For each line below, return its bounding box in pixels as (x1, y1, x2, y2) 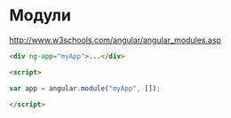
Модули (9, 5, 71, 26)
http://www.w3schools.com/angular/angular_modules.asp (9, 35, 222, 45)
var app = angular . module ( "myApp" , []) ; (9, 83, 162, 93)
